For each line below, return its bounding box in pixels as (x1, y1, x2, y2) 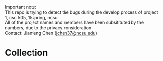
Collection (5, 47, 48, 58)
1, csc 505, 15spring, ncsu (5, 15, 58, 20)
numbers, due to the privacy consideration (5, 25, 92, 31)
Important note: (5, 4, 37, 10)
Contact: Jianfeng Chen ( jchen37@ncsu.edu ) (5, 30, 97, 36)
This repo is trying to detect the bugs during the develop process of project (5, 9, 158, 15)
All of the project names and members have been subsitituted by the (5, 20, 144, 25)
